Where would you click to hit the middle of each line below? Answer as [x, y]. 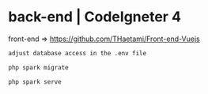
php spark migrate [38, 67]
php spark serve [35, 82]
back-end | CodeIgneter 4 [95, 17]
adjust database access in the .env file [78, 53]
